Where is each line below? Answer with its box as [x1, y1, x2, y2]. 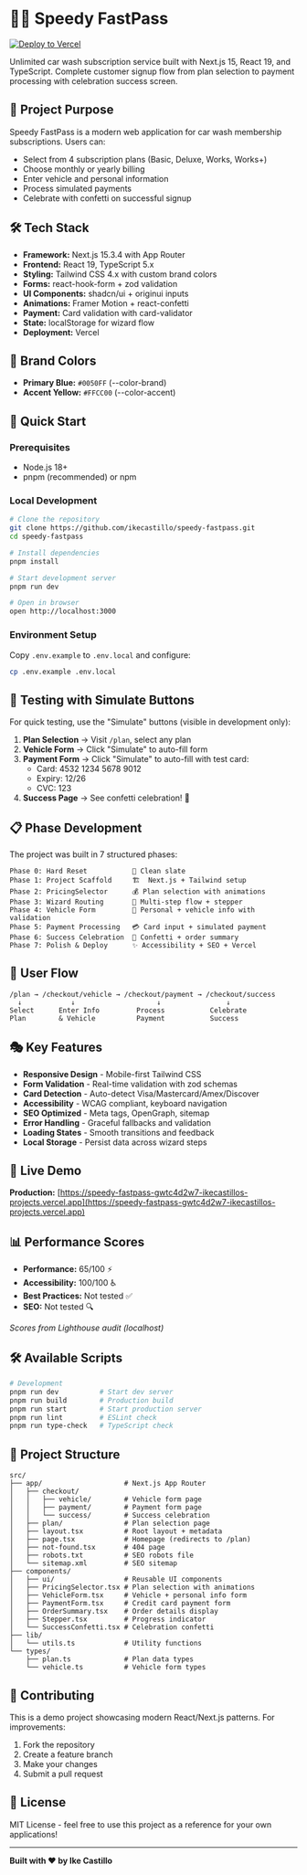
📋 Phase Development [9, 820, 143, 835]
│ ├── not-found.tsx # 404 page [9, 1543, 166, 1552]
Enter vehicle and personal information [22, 173, 169, 184]
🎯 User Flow [9, 966, 79, 981]
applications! [9, 1828, 58, 1839]
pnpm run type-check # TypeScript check [9, 1421, 174, 1431]
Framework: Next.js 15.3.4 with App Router [22, 249, 185, 260]
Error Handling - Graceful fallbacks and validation [22, 1117, 212, 1128]
